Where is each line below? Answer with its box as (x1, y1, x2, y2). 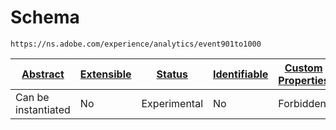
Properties (278, 73, 330, 87)
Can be (15, 90, 50, 104)
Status (156, 67, 188, 81)
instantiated (15, 102, 71, 116)
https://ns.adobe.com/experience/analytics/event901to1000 (10, 39, 262, 49)
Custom (284, 61, 323, 75)
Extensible (79, 67, 132, 81)
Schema (10, 6, 80, 29)
